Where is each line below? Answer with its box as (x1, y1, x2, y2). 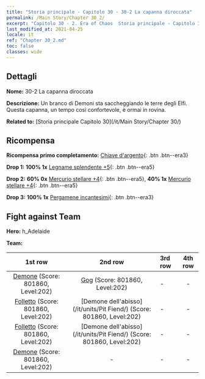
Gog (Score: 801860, (81, 276, 143, 284)
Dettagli (6, 72, 37, 82)
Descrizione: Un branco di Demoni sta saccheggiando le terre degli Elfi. (6, 99, 187, 107)
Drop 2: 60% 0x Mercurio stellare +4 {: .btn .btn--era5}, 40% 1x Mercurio (6, 175, 191, 183)
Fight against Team (6, 212, 81, 222)
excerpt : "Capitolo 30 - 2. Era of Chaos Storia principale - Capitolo (6, 20, 195, 26)
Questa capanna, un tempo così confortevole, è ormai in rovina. (6, 106, 167, 113)
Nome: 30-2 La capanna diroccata (6, 87, 93, 95)
